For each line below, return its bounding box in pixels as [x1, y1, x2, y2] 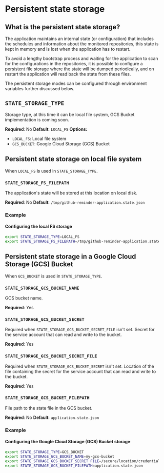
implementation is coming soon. [5, 117, 69, 122]
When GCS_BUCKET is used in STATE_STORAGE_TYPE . [5, 273, 102, 279]
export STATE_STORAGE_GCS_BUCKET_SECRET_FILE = [5, 458, 102, 464]
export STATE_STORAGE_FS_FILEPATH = [5, 239, 78, 244]
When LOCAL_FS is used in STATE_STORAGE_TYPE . [5, 168, 98, 174]
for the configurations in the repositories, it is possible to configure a [5, 61, 143, 66]
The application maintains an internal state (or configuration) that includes [5, 36, 154, 41]
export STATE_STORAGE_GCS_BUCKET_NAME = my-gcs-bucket [5, 454, 115, 459]
